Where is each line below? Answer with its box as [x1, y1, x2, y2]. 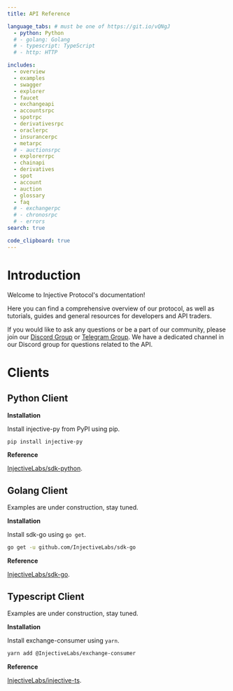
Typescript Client [7, 590, 85, 603]
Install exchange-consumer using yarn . [7, 636, 120, 645]
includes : [7, 62, 36, 69]
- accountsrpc [13, 107, 55, 114]
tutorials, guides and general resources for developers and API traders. [7, 311, 212, 320]
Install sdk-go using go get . [7, 531, 86, 539]
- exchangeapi [13, 101, 55, 108]
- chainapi [13, 159, 45, 167]
